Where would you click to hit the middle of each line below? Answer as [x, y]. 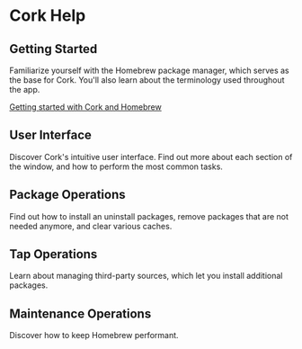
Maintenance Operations [80, 313]
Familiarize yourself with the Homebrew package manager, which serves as [149, 70]
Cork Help [48, 16]
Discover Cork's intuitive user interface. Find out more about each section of [151, 157]
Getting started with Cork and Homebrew [85, 107]
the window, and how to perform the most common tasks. [116, 166]
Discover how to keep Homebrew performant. [94, 336]
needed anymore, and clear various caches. [91, 226]
